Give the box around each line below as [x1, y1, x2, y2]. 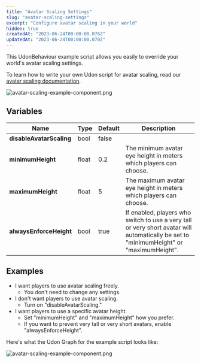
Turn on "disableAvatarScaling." [23, 301, 102, 308]
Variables [6, 106, 43, 117]
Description [141, 124, 176, 132]
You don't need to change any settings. [23, 288, 121, 295]
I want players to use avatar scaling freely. [14, 282, 120, 289]
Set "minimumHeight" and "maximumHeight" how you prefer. [23, 314, 175, 321]
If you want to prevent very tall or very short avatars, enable [23, 320, 172, 327]
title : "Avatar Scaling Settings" [6, 8, 93, 15]
